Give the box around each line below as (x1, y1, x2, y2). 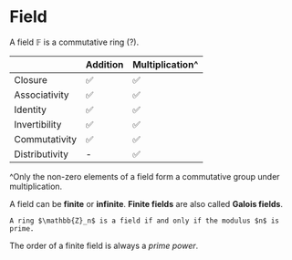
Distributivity (14, 148, 68, 161)
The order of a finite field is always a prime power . (9, 240, 199, 251)
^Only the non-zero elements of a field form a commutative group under (9, 171, 280, 182)
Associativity (14, 88, 70, 101)
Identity (14, 103, 47, 116)
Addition (85, 57, 124, 70)
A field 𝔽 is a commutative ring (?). (9, 36, 140, 47)
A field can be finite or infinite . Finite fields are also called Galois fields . (9, 198, 283, 209)
